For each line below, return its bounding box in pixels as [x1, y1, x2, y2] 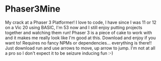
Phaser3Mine [5, 3, 61, 15]
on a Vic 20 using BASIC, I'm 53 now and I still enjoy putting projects [5, 24, 143, 30]
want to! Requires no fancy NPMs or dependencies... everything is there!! [5, 40, 152, 46]
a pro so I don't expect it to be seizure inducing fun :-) [5, 50, 113, 56]
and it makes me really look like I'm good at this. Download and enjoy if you [5, 35, 156, 41]
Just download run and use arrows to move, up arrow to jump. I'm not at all [5, 45, 156, 51]
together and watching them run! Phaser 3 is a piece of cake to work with [5, 30, 152, 35]
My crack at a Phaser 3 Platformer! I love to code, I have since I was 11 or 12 [5, 19, 157, 25]
